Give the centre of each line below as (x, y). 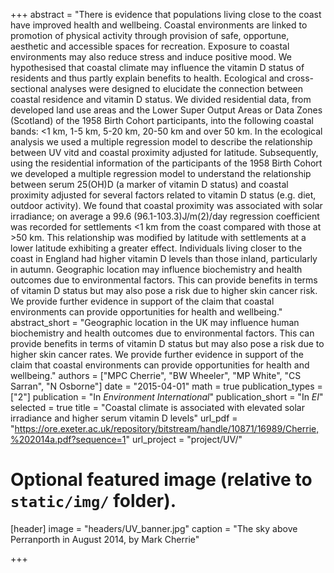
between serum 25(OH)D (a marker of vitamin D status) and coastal (149, 184)
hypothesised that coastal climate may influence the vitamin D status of (157, 67)
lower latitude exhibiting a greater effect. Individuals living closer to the (156, 248)
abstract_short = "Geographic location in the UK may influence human (155, 322)
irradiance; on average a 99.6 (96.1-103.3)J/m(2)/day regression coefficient (165, 216)
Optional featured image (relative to (161, 480)
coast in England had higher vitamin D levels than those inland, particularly (164, 258)
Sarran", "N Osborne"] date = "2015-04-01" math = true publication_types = (166, 386)
